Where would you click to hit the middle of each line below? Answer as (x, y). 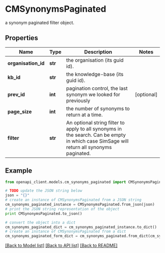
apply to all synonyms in (94, 128)
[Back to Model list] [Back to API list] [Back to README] (61, 246)
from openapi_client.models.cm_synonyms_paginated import (66, 182)
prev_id (16, 94)
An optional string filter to (96, 123)
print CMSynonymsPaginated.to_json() (44, 214)
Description (98, 51)
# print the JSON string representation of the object (62, 209)
